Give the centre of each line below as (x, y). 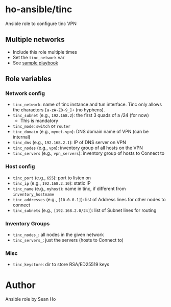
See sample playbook (35, 63)
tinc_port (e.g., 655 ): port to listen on (52, 178)
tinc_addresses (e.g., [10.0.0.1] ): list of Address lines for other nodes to (89, 199)
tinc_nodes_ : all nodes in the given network (58, 235)
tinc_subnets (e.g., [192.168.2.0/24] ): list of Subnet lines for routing (84, 210)
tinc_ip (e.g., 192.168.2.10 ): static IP (52, 183)
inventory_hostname (33, 194)
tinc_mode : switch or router (41, 126)
